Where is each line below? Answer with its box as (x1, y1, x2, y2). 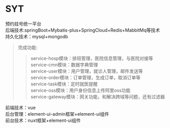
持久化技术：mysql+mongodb (5, 33, 68, 39)
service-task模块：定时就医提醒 (30, 80, 98, 87)
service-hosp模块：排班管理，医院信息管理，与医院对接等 (30, 55, 154, 61)
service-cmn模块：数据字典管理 (30, 61, 98, 68)
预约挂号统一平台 (5, 20, 41, 27)
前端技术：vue (5, 104, 36, 111)
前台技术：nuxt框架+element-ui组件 (5, 117, 81, 123)
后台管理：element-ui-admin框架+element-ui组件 (5, 111, 109, 117)
